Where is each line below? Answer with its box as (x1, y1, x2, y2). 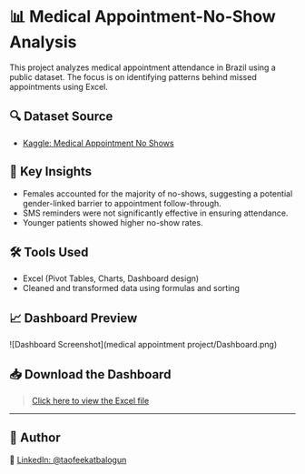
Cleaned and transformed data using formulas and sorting (22, 283, 241, 294)
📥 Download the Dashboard (9, 367, 172, 382)
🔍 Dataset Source (9, 109, 113, 125)
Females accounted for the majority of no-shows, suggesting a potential (22, 187, 293, 199)
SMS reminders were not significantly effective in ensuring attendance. (22, 207, 289, 218)
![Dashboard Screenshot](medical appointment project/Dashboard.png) (9, 339, 278, 350)
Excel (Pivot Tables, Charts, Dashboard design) (22, 273, 200, 284)
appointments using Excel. (9, 81, 109, 92)
